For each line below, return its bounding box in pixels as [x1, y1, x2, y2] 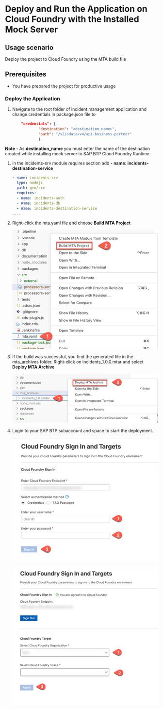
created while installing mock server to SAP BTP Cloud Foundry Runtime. [5, 150, 151, 156]
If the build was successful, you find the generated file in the [12, 354, 133, 360]
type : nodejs [16, 181, 43, 185]
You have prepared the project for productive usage [12, 83, 116, 89]
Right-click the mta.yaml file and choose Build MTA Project [12, 220, 131, 226]
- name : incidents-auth [16, 196, 65, 201]
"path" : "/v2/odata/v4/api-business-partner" [38, 132, 132, 136]
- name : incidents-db [16, 200, 61, 206]
